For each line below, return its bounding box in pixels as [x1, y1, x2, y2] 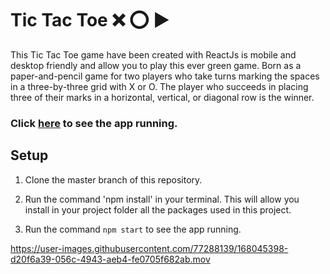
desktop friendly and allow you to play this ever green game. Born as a [10, 59, 302, 71]
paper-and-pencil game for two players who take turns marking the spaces [10, 70, 320, 82]
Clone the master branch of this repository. [24, 173, 203, 186]
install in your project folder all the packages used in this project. [24, 203, 292, 216]
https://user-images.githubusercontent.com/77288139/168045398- [10, 242, 289, 254]
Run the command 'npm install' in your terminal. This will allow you [24, 193, 300, 205]
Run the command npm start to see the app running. [24, 223, 242, 235]
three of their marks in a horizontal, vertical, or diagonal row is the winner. [10, 91, 315, 103]
